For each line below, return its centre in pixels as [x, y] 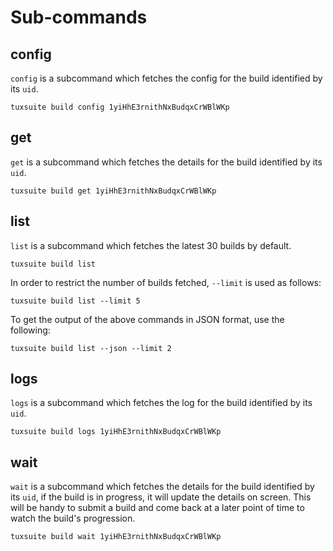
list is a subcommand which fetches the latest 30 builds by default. [151, 245]
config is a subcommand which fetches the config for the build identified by [166, 78]
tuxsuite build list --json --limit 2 [91, 348]
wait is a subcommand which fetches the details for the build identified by [162, 487]
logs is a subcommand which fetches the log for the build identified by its [161, 403]
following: [30, 330]
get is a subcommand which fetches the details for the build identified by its [166, 162]
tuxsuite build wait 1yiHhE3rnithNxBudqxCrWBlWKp [116, 537]
